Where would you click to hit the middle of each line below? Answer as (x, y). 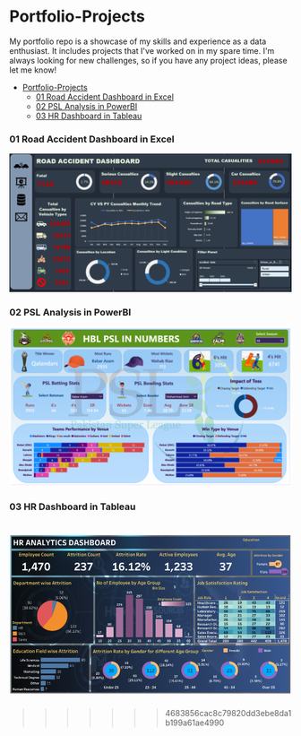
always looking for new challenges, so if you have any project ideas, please (149, 60)
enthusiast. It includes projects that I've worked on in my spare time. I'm (142, 50)
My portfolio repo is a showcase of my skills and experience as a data (138, 41)
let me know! (33, 70)
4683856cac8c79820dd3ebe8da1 (228, 714)
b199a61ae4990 (195, 723)
